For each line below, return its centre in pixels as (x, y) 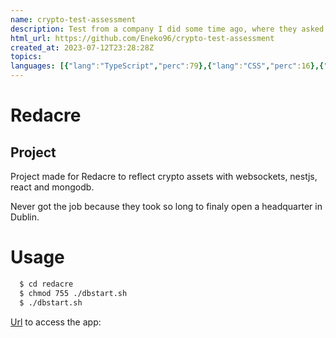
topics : (26, 57)
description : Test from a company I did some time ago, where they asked (167, 29)
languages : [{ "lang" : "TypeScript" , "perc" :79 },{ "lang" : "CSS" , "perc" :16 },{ (167, 66)
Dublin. (25, 217)
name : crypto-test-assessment (73, 19)
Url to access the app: (56, 322)
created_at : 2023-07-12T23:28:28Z (82, 47)
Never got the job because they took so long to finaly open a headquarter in (166, 206)
